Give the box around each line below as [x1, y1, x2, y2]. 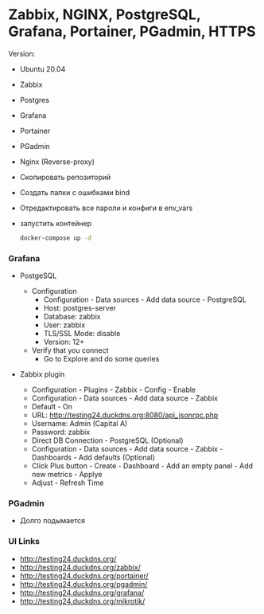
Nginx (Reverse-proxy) [19, 157, 95, 166]
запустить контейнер [19, 218, 92, 228]
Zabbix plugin [19, 370, 65, 379]
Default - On [31, 402, 73, 412]
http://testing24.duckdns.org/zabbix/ [19, 562, 142, 572]
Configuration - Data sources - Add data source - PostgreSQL [43, 295, 247, 304]
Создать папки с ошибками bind [19, 187, 130, 197]
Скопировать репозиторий [19, 172, 111, 182]
